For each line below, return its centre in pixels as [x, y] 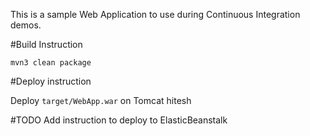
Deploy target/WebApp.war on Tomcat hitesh [101, 100]
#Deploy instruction [51, 81]
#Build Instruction [46, 44]
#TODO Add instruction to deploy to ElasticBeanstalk [119, 120]
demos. [26, 25]
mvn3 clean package [51, 63]
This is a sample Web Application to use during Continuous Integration [155, 14]
